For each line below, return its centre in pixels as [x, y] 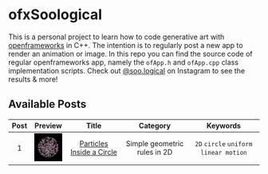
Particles [94, 144]
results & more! [33, 79]
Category [155, 126]
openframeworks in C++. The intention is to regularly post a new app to [126, 45]
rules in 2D [155, 152]
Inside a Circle [94, 152]
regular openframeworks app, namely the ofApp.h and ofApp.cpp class [124, 62]
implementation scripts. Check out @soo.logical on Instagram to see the [127, 70]
